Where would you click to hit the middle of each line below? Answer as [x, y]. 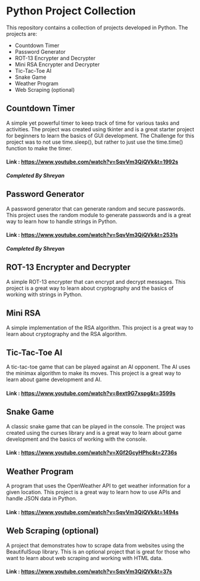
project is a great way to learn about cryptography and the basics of [90, 288]
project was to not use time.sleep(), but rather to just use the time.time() [95, 142]
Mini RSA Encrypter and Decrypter [57, 64]
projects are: [22, 33]
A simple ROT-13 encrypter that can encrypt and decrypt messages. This [96, 282]
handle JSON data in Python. [42, 499]
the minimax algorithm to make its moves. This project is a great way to [93, 373]
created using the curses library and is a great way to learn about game [94, 432]
